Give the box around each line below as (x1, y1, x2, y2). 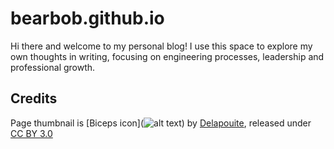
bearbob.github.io (10, 7, 165, 30)
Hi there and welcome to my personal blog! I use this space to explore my (10, 40, 313, 52)
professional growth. (10, 61, 96, 73)
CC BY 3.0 (10, 127, 53, 139)
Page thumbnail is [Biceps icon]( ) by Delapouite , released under (10, 117, 312, 129)
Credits (10, 90, 58, 107)
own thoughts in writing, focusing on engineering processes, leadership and (10, 50, 325, 62)
